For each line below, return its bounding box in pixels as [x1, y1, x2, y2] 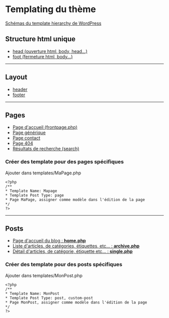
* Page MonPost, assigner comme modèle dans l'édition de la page [5, 300, 147, 305]
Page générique [12, 130, 46, 136]
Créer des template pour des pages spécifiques [5, 158, 124, 165]
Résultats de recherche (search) [12, 146, 79, 152]
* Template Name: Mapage [5, 188, 57, 194]
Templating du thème [5, 4, 97, 15]
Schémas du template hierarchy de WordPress [5, 20, 102, 26]
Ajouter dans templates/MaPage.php [5, 170, 81, 176]
